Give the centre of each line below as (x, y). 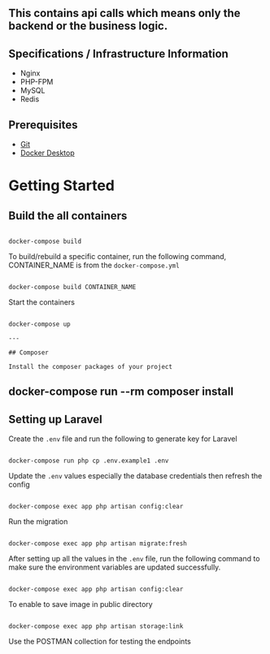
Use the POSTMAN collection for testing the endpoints (100, 642)
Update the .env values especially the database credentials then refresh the (135, 476)
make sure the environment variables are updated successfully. (115, 567)
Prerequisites (43, 125)
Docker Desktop (47, 153)
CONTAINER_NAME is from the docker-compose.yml (94, 265)
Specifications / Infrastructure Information (119, 53)
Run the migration (38, 522)
